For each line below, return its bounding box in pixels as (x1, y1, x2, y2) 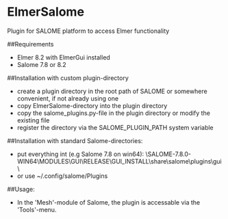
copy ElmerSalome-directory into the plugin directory (16, 101, 168, 109)
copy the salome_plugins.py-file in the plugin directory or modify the (16, 109, 211, 117)
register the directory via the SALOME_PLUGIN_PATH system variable (16, 123, 214, 131)
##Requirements (7, 40, 54, 48)
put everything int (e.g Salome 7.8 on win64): (16, 150, 144, 158)
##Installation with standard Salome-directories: (7, 136, 143, 144)
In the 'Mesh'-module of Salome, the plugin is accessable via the (16, 198, 201, 206)
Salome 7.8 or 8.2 (16, 60, 66, 68)
